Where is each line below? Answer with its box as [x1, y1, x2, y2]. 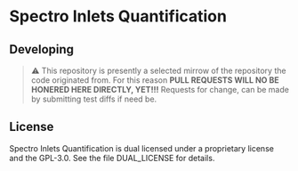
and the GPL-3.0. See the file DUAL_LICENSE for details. [9, 152, 215, 163]
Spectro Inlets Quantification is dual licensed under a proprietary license [9, 142, 274, 153]
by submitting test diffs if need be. [30, 94, 157, 104]
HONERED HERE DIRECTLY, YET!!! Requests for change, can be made [30, 85, 289, 94]
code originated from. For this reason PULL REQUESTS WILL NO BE [30, 75, 279, 85]
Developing [9, 42, 74, 57]
